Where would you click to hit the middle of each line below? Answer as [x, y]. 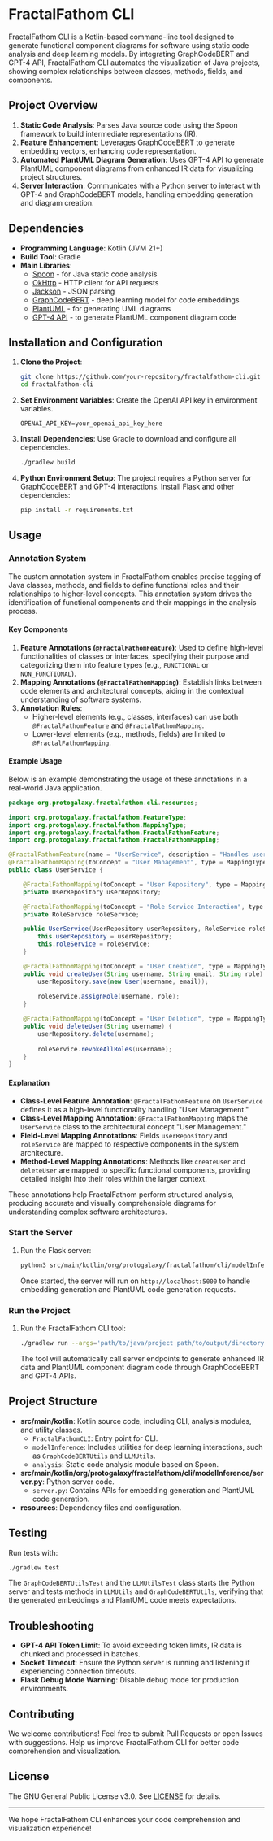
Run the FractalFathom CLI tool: [73, 1328]
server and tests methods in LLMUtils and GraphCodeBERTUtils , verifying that [136, 1591]
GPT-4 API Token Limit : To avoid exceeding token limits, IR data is [131, 1645]
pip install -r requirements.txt [77, 510]
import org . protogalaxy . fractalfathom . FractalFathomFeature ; [114, 833]
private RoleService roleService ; [81, 914]
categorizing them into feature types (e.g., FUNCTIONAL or [115, 664]
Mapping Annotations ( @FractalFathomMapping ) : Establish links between [141, 682]
